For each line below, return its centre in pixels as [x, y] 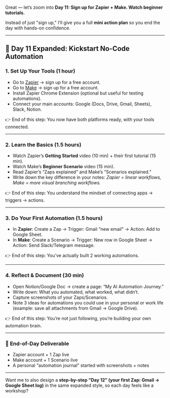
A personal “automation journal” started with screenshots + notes [81, 365]
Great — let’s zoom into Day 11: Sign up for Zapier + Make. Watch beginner [84, 7]
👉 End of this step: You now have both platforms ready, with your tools [80, 119]
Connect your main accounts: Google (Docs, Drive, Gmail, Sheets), [82, 104]
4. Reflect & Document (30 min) [45, 275]
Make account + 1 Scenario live [45, 360]
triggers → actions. [25, 200]
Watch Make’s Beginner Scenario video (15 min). [63, 166]
